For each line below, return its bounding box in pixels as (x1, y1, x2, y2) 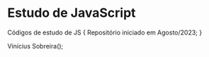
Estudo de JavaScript (7, 5, 136, 21)
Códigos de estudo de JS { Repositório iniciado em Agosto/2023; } (7, 28, 203, 37)
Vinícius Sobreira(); (7, 42, 64, 50)
